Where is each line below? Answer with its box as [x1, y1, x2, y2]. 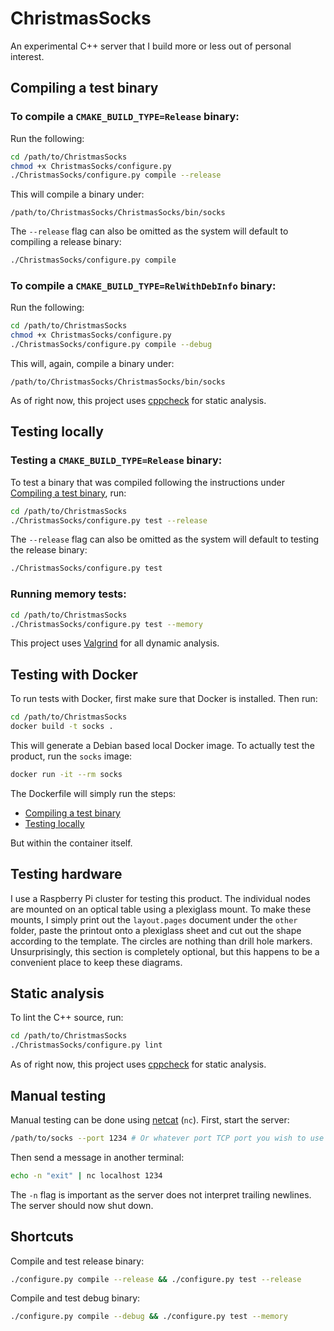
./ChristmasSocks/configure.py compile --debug [10, 340, 213, 350]
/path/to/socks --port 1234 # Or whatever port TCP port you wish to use [10, 1133, 325, 1144]
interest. [10, 50, 45, 62]
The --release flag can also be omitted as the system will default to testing [10, 533, 320, 546]
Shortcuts [10, 1228, 74, 1246]
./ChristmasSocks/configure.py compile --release [10, 170, 222, 181]
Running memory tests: [10, 587, 127, 601]
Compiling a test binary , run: [10, 487, 127, 499]
